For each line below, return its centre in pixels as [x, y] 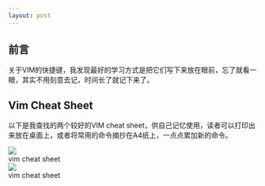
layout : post [30, 15]
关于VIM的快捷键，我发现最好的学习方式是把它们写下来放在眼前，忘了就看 [129, 70]
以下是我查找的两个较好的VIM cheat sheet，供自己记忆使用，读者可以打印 [129, 125]
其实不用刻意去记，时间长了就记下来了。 [88, 80]
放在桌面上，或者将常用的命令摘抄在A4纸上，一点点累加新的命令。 [123, 135]
